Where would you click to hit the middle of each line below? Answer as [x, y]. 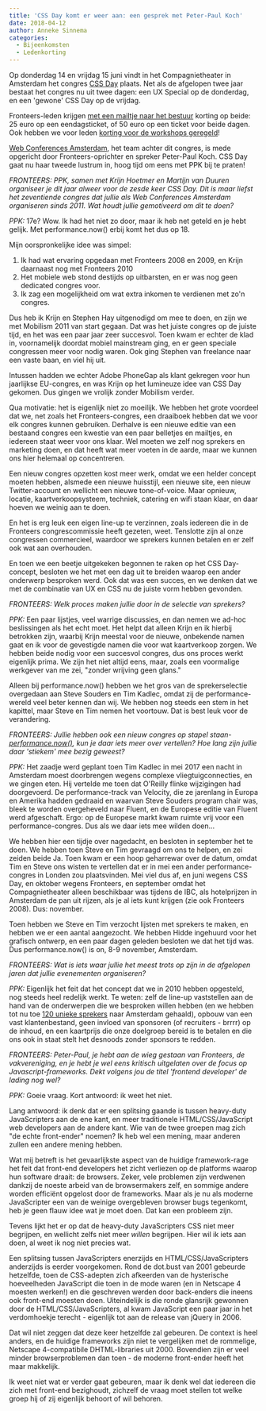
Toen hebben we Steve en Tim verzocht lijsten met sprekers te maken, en [129, 924]
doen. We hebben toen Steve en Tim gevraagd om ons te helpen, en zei [126, 850]
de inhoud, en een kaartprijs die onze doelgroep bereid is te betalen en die [131, 1031]
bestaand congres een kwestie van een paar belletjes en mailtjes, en [121, 433]
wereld [20, 702]
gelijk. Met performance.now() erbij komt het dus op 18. [99, 229]
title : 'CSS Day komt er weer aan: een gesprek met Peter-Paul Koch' [126, 15]
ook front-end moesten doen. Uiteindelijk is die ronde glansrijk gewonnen [129, 1300]
